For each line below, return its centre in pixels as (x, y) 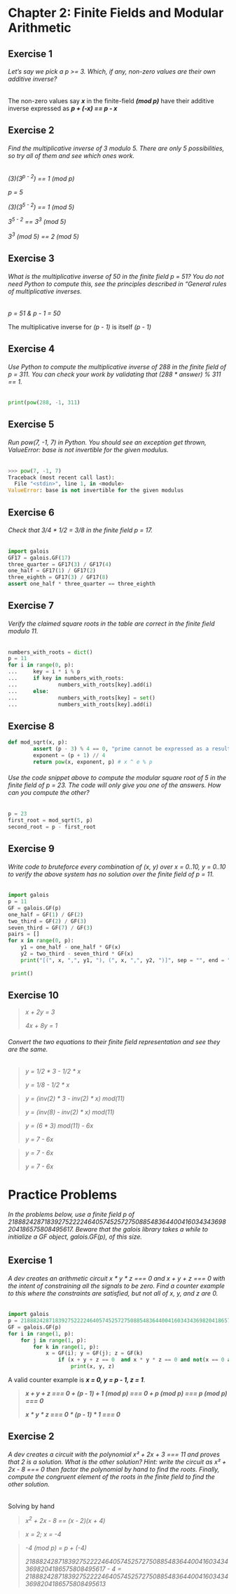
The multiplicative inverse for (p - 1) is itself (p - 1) (80, 327)
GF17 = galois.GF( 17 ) (40, 558)
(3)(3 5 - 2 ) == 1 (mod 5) (41, 206)
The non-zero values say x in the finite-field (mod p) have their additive (111, 100)
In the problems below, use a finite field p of (71, 1214)
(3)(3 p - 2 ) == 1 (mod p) (41, 178)
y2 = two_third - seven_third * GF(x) (77, 954)
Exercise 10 (33, 995)
